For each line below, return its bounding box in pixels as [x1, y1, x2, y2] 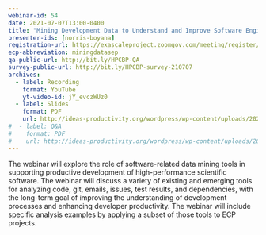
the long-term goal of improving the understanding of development [8, 192, 227, 202]
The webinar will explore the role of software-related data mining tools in [8, 159, 245, 168]
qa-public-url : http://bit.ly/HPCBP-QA [8, 56, 140, 64]
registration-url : [8, 41, 69, 49]
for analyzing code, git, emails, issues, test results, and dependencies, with [8, 184, 253, 194]
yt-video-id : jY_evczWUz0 [22, 93, 108, 101]
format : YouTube [22, 85, 77, 94]
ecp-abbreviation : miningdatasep [8, 48, 119, 56]
